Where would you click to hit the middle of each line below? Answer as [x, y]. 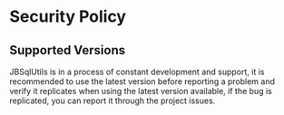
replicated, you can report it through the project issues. [113, 101]
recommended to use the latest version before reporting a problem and [142, 81]
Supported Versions [67, 50]
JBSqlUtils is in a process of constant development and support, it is [137, 72]
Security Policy [68, 17]
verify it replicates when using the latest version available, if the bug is [141, 91]
